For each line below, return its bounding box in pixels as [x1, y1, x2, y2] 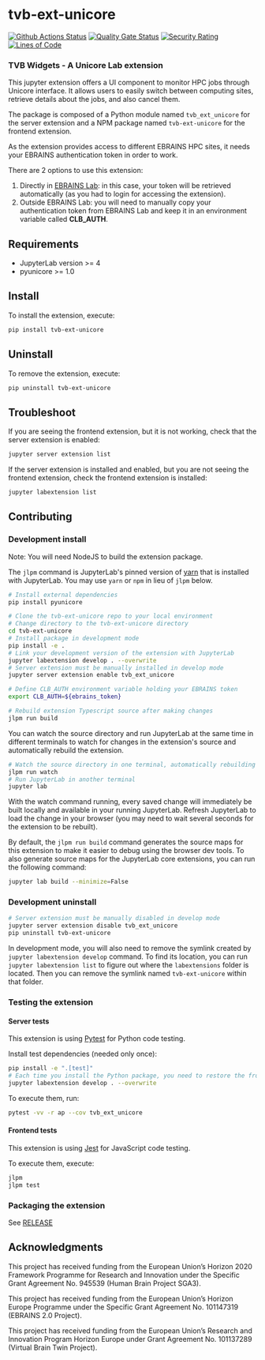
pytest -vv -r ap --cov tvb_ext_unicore [8, 1108, 144, 1117]
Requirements [8, 237, 79, 250]
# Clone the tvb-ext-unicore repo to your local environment [8, 612, 214, 621]
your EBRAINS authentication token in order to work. [8, 150, 179, 160]
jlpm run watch [8, 768, 58, 776]
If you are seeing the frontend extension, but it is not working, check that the [8, 426, 257, 436]
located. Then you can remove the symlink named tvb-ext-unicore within [8, 969, 247, 979]
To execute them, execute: [8, 1159, 95, 1168]
